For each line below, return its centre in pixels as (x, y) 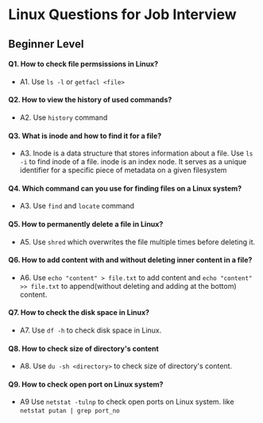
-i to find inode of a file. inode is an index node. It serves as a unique (133, 162)
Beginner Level (46, 44)
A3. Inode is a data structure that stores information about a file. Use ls (136, 153)
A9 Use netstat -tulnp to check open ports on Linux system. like (127, 402)
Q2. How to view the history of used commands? (90, 100)
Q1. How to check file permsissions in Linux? (83, 64)
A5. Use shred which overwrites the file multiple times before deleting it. (137, 242)
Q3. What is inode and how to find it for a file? (85, 136)
